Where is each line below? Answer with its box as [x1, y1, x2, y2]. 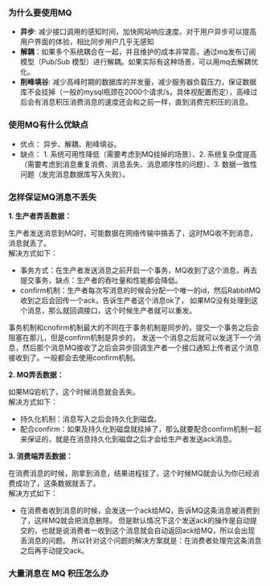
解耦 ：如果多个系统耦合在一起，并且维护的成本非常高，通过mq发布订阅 [19, 47, 256, 57]
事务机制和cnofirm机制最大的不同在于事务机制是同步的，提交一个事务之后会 [8, 322, 260, 332]
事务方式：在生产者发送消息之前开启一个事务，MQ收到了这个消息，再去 [19, 265, 258, 275]
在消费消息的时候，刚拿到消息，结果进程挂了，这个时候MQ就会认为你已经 [8, 468, 253, 477]
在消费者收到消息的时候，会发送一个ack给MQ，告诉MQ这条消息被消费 [19, 505, 253, 515]
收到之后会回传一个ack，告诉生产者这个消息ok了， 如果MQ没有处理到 [19, 295, 252, 305]
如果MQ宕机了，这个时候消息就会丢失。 [8, 387, 141, 396]
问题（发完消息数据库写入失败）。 [19, 169, 130, 178]
